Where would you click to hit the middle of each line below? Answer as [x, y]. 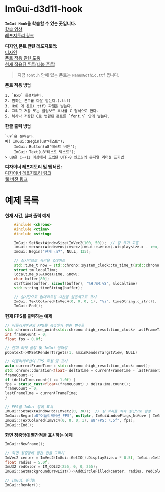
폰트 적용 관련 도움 [23, 58]
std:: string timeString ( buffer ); [48, 288]
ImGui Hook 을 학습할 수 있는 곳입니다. [41, 23]
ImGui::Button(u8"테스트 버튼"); [45, 147]
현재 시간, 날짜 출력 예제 [28, 215]
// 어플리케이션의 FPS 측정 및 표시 [36, 361]
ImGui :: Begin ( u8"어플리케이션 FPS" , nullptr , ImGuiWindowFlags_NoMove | [78, 416]
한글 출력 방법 [18, 126]
